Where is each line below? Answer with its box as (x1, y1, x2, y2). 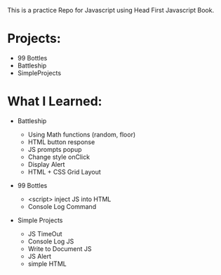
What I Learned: (7, 94, 102, 110)
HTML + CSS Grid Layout (27, 167, 102, 176)
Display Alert (27, 160, 65, 168)
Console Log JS (27, 237, 74, 245)
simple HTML (27, 260, 67, 268)
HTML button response (27, 137, 95, 146)
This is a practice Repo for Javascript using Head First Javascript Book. (7, 6, 215, 14)
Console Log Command (27, 202, 97, 210)
